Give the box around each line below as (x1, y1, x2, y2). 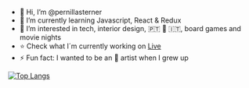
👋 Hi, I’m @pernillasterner (19, 8, 103, 16)
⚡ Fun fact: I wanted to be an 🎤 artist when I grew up (19, 53, 189, 62)
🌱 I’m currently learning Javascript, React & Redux (19, 16, 182, 25)
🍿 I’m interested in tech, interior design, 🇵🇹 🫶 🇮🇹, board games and (19, 24, 241, 33)
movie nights (19, 33, 61, 42)
